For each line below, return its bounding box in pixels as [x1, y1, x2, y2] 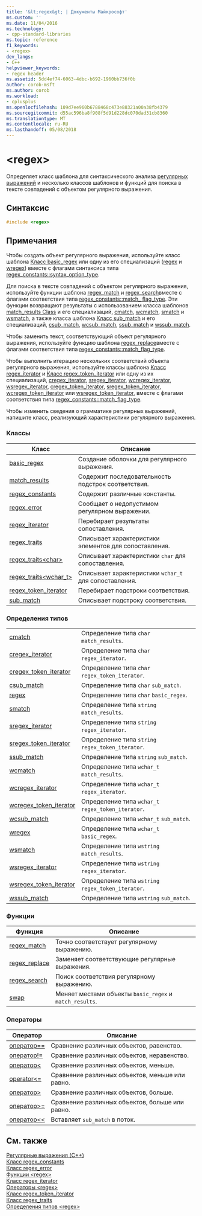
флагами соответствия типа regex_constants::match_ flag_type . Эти [6, 295, 178, 302]
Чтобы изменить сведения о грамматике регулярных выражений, [6, 408, 176, 415]
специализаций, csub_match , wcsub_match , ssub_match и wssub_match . [6, 321, 191, 328]
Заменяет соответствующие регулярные [55, 955, 176, 964]
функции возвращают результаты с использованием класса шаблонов [6, 302, 189, 309]
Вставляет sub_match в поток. [50, 1115, 135, 1124]
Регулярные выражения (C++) [6, 1151, 84, 1159]
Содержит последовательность [78, 472, 171, 481]
